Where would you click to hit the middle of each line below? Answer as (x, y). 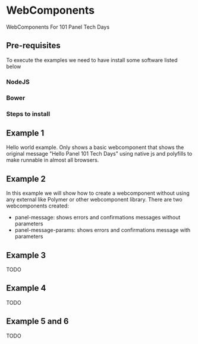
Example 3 (26, 255)
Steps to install (28, 114)
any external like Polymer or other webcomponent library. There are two (94, 200)
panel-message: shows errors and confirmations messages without (98, 218)
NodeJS (18, 82)
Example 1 (25, 133)
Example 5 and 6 (37, 322)
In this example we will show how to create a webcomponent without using (98, 193)
